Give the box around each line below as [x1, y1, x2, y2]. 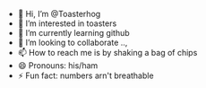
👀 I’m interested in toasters [17, 18, 117, 29]
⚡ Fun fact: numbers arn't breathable [17, 70, 154, 81]
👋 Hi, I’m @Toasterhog [17, 9, 101, 19]
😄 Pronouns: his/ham [17, 60, 99, 71]
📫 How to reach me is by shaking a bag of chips [17, 48, 198, 57]
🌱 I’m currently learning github [17, 28, 130, 38]
